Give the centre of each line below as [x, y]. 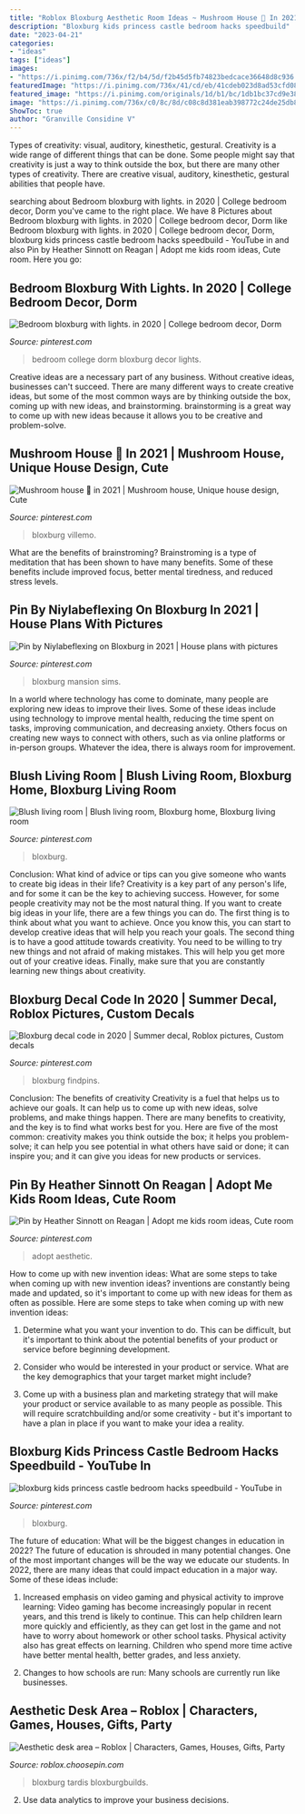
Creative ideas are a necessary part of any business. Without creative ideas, [152, 376]
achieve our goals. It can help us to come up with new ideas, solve [134, 1108]
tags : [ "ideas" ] [40, 60]
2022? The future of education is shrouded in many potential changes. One [150, 1550]
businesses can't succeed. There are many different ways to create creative [152, 386]
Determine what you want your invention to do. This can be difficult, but [157, 1330]
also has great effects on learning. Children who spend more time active [157, 1645]
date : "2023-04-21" [46, 35]
